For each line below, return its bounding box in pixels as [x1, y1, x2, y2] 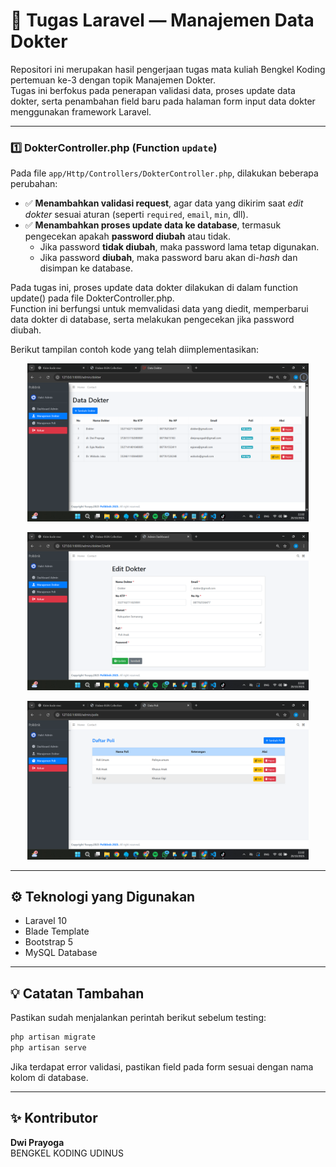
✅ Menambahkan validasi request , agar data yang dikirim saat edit [24, 197, 304, 209]
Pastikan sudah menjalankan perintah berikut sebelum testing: [10, 1012, 267, 1024]
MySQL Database [24, 947, 98, 959]
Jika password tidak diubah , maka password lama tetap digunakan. [39, 241, 320, 253]
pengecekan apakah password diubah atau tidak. [24, 230, 232, 243]
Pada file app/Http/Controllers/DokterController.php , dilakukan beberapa [10, 167, 319, 179]
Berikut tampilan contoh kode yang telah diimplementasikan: [10, 344, 260, 356]
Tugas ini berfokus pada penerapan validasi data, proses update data [10, 84, 296, 96]
